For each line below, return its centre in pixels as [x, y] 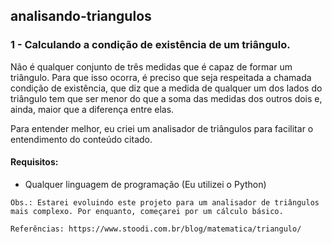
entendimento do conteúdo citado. [81, 139]
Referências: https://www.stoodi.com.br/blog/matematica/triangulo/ [156, 229]
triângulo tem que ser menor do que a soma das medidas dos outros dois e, [166, 98]
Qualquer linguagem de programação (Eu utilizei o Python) [145, 184]
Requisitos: [34, 162]
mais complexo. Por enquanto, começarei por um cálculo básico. [147, 211]
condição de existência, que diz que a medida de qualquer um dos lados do [166, 88]
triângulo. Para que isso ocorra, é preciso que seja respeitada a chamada [161, 77]
